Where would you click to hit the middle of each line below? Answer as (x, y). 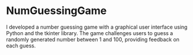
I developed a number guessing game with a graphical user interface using (97, 27)
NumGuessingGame (56, 11)
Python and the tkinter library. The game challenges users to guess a (90, 33)
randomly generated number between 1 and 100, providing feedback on (93, 39)
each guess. (21, 46)
